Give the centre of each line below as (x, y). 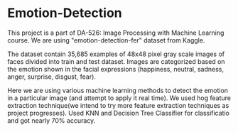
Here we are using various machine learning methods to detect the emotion (118, 90)
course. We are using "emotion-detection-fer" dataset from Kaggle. (106, 40)
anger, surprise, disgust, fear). (52, 77)
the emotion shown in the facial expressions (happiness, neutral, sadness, (116, 69)
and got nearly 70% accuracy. (52, 120)
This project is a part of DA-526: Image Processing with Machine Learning (116, 33)
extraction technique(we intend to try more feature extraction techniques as (118, 105)
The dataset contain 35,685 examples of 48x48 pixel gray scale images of (116, 54)
